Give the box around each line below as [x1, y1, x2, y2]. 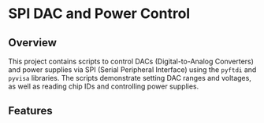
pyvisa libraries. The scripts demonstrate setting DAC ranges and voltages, [8, 74, 252, 82]
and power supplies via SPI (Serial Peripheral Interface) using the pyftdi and [8, 65, 257, 74]
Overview [8, 36, 58, 49]
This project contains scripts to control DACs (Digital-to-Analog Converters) [8, 56, 255, 66]
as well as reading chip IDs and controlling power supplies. [8, 81, 199, 91]
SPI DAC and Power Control [8, 5, 191, 23]
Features [8, 104, 53, 118]
